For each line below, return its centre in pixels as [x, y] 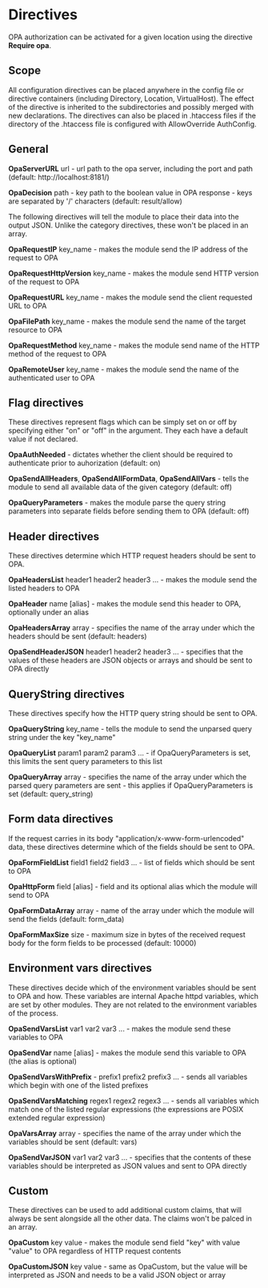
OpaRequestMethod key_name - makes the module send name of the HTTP [134, 345]
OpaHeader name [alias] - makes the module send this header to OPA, [125, 604]
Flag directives [46, 402]
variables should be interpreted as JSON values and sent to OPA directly [128, 1165]
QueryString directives [67, 694]
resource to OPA [35, 329]
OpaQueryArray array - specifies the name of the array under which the [128, 777]
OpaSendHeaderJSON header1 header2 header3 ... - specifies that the [126, 652]
